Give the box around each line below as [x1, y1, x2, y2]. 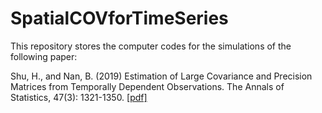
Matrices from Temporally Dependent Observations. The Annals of [10, 80, 285, 92]
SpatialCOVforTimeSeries [10, 7, 229, 30]
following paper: [10, 50, 78, 62]
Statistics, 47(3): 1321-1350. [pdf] [10, 91, 148, 103]
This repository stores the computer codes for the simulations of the [10, 40, 292, 52]
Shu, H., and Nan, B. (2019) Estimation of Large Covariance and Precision [10, 70, 313, 82]
